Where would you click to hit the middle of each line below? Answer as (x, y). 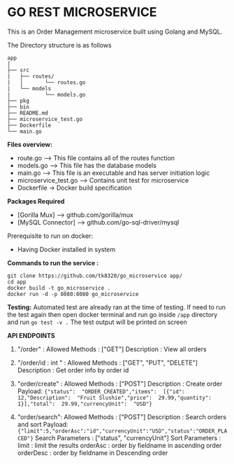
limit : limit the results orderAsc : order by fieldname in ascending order (119, 445)
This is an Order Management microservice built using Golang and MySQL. (115, 31)
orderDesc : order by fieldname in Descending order (93, 453)
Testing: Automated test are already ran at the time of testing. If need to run (116, 307)
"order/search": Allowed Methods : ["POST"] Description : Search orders (122, 416)
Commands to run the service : (53, 262)
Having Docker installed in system (66, 249)
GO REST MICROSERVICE (82, 12)
